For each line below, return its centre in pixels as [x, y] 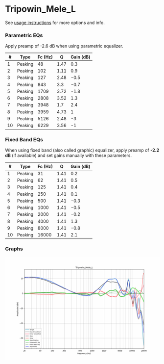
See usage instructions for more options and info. [55, 23]
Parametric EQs [24, 35]
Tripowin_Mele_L [40, 9]
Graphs [14, 249]
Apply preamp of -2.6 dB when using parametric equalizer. [64, 46]
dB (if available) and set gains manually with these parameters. [69, 156]
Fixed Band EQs [24, 139]
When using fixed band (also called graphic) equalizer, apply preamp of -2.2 [82, 150]
